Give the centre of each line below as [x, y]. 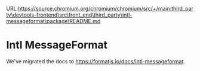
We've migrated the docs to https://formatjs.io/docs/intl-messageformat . [96, 61]
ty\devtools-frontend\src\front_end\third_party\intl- [69, 15]
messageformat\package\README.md [53, 21]
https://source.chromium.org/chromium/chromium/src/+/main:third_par [106, 9]
